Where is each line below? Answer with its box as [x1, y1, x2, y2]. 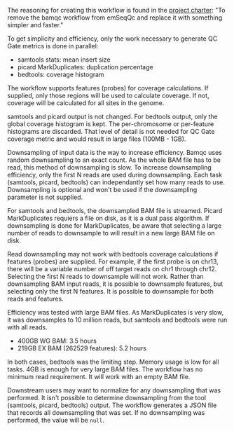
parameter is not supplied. [7, 193, 83, 201]
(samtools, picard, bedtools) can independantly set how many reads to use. [7, 178, 226, 186]
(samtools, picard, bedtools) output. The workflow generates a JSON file [7, 401, 217, 409]
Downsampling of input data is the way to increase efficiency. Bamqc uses [7, 149, 222, 156]
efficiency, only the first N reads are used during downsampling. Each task [7, 171, 223, 179]
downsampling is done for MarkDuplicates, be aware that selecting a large [7, 221, 222, 230]
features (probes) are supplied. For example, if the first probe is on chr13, [7, 257, 219, 266]
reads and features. [7, 294, 64, 303]
